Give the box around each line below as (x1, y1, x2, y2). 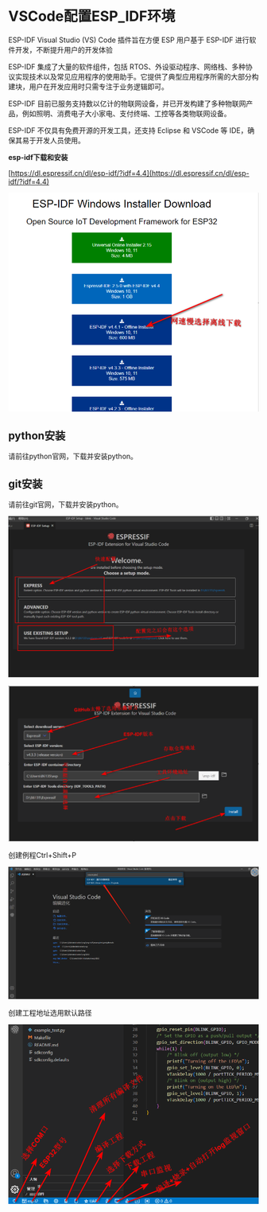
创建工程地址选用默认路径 (8, 1008, 92, 1018)
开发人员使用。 (35, 135, 85, 145)
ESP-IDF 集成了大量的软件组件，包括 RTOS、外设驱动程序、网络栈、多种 (8, 61, 246, 72)
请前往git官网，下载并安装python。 (8, 500, 123, 509)
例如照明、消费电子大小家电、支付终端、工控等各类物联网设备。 (21, 108, 231, 118)
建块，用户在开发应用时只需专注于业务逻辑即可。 (8, 81, 168, 92)
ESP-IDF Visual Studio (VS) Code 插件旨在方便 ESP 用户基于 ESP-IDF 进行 (8, 35, 250, 45)
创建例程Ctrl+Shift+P (8, 851, 77, 860)
